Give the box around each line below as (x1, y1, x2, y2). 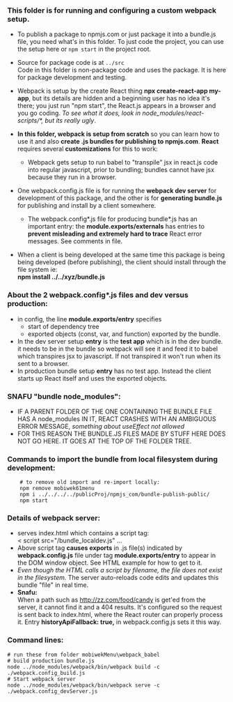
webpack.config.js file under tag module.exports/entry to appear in (17, 551, 216, 560)
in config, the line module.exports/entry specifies (17, 314, 162, 323)
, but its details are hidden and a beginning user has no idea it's (29, 94, 211, 102)
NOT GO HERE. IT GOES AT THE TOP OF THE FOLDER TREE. (17, 436, 192, 445)
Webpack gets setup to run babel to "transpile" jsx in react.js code (27, 158, 218, 167)
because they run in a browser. (27, 173, 117, 181)
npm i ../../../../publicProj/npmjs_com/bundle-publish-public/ (19, 491, 210, 498)
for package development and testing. (17, 73, 127, 82)
